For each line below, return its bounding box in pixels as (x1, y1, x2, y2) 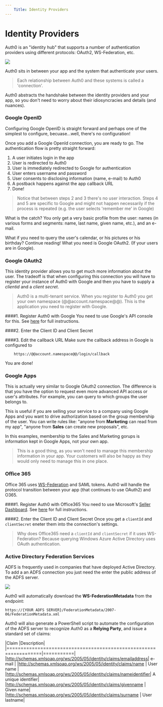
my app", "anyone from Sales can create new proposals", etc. (5, 424, 129, 430)
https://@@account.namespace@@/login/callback (14, 352, 110, 357)
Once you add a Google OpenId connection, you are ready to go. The (5, 140, 144, 146)
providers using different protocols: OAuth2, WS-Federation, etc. (5, 49, 135, 55)
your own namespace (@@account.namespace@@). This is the (17, 298, 145, 304)
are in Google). (5, 245, 35, 251)
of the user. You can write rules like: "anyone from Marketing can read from (5, 419, 157, 425)
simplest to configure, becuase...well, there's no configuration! (5, 130, 130, 136)
